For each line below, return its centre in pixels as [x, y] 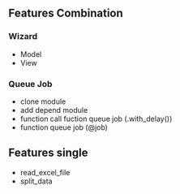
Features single [48, 153]
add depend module [54, 110]
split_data [36, 181]
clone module [43, 101]
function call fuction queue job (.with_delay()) [96, 119]
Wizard [23, 37]
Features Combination [66, 13]
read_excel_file [45, 172]
